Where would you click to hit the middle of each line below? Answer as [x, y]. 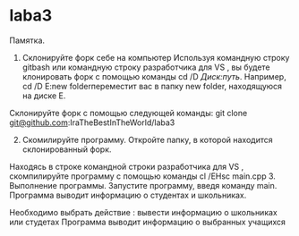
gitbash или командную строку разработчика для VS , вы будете [146, 67]
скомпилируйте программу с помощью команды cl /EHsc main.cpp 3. [142, 176]
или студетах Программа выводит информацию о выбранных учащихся [148, 222]
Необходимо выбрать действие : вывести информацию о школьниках [143, 212]
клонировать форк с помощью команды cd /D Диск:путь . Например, [154, 76]
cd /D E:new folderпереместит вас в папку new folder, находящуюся [152, 86]
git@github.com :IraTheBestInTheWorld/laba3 [92, 122]
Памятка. [27, 40]
